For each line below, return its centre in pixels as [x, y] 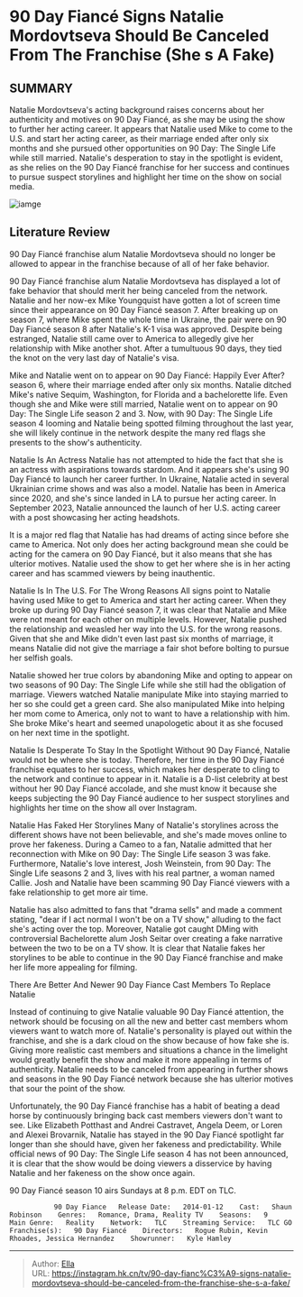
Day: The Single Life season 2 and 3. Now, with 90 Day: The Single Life [141, 413]
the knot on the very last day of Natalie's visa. [94, 357]
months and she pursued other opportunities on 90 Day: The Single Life [143, 148]
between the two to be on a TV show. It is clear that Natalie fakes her [138, 948]
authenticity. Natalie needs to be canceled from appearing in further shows [149, 1069]
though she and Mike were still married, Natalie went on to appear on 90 [143, 404]
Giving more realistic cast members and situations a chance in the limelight [149, 1050]
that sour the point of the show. [68, 1088]
